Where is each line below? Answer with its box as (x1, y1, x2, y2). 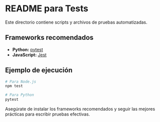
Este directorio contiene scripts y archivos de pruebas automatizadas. (5, 19, 148, 25)
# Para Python (5, 92, 35, 97)
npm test (5, 84, 23, 89)
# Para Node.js (5, 79, 37, 84)
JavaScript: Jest (12, 52, 47, 58)
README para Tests (5, 3, 88, 14)
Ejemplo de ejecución (5, 66, 73, 74)
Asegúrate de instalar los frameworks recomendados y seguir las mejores (5, 106, 156, 112)
